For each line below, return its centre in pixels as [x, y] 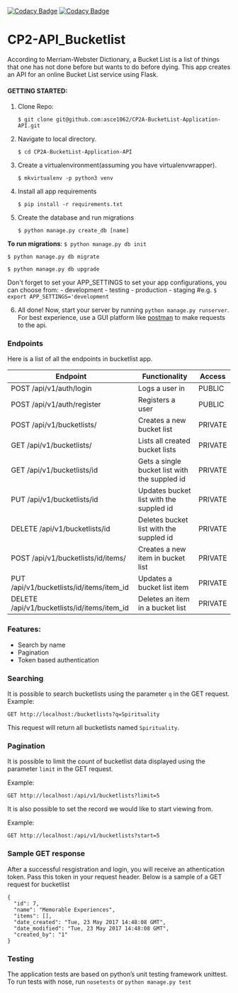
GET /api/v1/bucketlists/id [55, 471]
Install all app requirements [57, 191]
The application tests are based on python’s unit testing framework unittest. [118, 974]
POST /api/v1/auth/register [56, 404]
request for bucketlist [39, 884]
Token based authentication [58, 660]
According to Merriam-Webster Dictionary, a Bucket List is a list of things [114, 59]
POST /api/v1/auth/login [51, 389]
